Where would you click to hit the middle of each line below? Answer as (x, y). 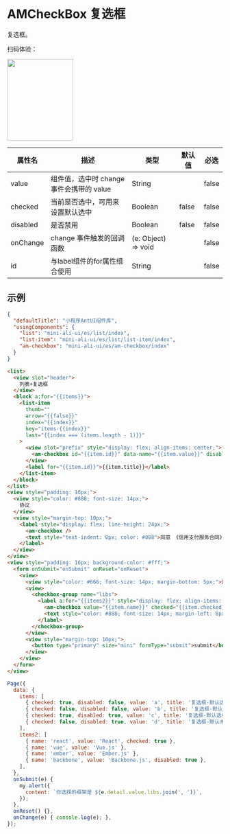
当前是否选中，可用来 (85, 202)
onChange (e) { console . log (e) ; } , (62, 818)
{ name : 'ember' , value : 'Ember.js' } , (82, 754)
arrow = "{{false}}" (51, 416)
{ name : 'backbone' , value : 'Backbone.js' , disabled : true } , (116, 760)
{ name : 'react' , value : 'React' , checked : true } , (100, 741)
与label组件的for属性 (83, 261)
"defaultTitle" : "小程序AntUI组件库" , (65, 321)
